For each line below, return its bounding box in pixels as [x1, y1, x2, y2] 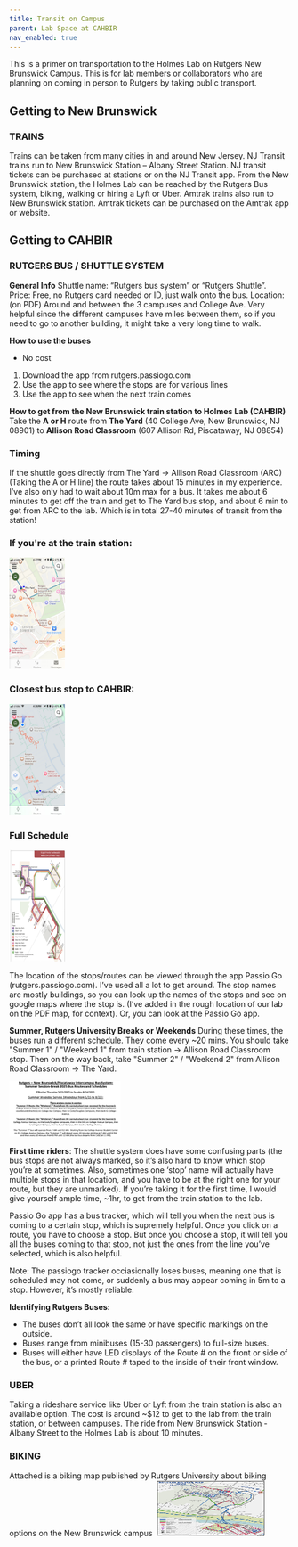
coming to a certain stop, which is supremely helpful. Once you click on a [9, 1219, 278, 1230]
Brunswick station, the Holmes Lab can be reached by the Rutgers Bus [9, 179, 269, 190]
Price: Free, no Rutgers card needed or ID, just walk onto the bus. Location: [9, 290, 285, 300]
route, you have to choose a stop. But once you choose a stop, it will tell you [9, 1229, 289, 1240]
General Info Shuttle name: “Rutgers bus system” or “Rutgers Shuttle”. [9, 280, 267, 291]
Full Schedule [9, 829, 69, 841]
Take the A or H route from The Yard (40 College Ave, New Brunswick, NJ [9, 415, 280, 426]
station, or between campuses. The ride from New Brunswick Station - [9, 1418, 269, 1429]
